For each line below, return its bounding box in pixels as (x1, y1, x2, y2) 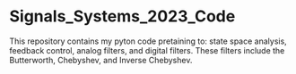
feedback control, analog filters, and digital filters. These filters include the (9, 45, 285, 55)
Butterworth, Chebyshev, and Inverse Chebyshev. (9, 54, 193, 65)
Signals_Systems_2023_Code (9, 6, 236, 27)
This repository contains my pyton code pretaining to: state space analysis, (9, 36, 287, 46)
